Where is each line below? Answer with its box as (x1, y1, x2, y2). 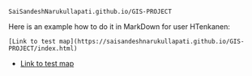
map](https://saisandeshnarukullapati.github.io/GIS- (59, 37, 245, 45)
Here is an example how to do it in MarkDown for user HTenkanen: (8, 22, 231, 32)
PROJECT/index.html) (8, 44, 79, 53)
